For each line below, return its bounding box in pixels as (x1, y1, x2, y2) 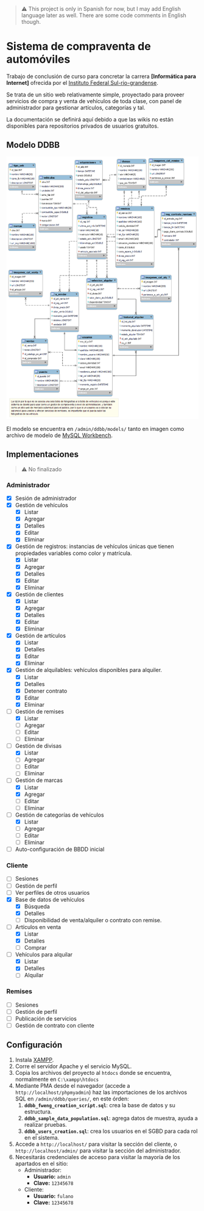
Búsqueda (24, 903, 50, 910)
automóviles (6, 52, 71, 67)
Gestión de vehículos (15, 502, 68, 509)
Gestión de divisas (15, 742, 62, 750)
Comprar (24, 944, 47, 952)
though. (21, 18, 41, 25)
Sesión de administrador (15, 494, 77, 502)
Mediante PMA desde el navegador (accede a (15, 1082, 130, 1089)
